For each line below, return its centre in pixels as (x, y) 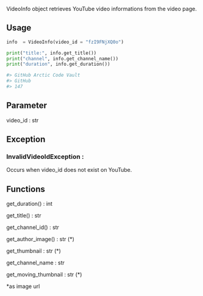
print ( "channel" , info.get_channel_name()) (62, 58)
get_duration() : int (30, 204)
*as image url (23, 286)
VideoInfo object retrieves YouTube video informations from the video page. (101, 9)
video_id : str (23, 120)
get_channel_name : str (36, 263)
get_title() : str (24, 216)
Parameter (27, 106)
